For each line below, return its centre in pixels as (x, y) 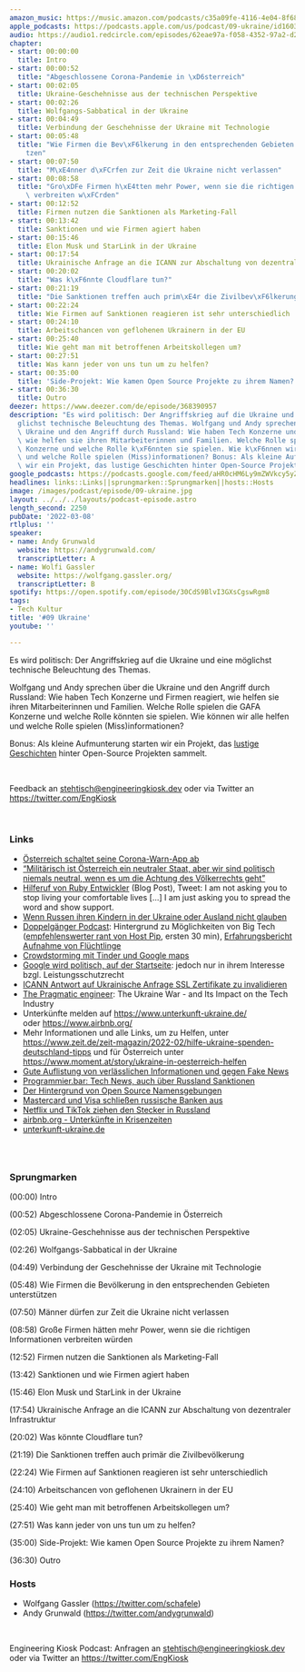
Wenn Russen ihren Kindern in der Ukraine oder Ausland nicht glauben (155, 916)
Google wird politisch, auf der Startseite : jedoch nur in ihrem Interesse (153, 965)
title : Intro (42, 60)
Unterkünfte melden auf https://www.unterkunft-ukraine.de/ (135, 1013)
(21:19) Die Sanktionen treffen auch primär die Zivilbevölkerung (127, 1455)
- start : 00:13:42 (44, 220)
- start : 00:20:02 (44, 272)
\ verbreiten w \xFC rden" (73, 195)
